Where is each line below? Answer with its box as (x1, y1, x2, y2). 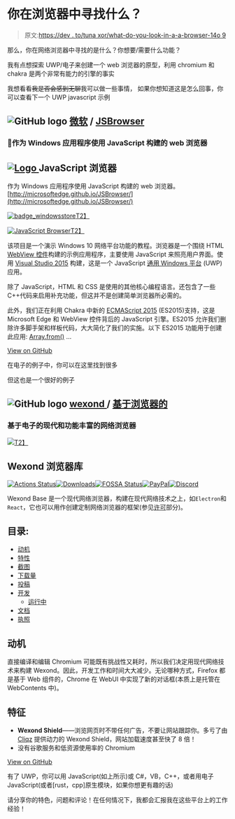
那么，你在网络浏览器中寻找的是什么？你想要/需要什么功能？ (7, 45, 182, 54)
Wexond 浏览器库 (7, 461, 83, 472)
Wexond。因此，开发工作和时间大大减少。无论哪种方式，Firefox (33, 666, 218, 675)
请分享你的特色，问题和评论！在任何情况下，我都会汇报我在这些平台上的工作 (7, 796, 228, 804)
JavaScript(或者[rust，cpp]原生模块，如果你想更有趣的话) (7, 781, 173, 789)
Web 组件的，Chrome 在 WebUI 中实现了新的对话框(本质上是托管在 (27, 675, 220, 683)
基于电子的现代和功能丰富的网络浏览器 (7, 421, 136, 430)
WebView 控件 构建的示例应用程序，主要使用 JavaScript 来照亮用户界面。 (7, 250, 218, 259)
